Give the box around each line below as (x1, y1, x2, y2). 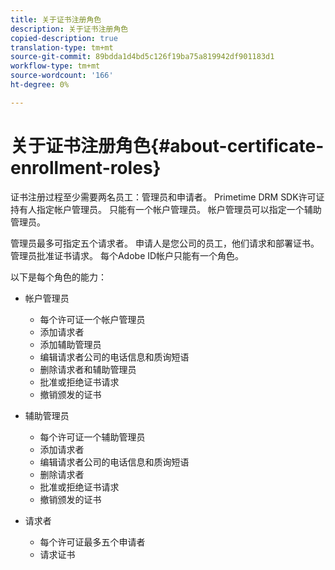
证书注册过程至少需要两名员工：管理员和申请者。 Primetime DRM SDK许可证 (10, 191, 325, 203)
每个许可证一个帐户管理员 (39, 313, 146, 325)
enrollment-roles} (10, 156, 162, 179)
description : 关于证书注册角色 (10, 24, 129, 34)
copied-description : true (10, 33, 118, 43)
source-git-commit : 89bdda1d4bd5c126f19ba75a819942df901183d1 (10, 52, 275, 62)
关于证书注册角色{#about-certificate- (10, 134, 325, 157)
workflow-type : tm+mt (10, 61, 101, 71)
